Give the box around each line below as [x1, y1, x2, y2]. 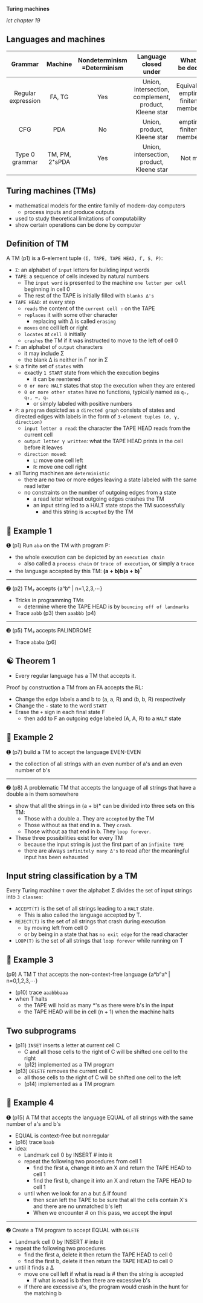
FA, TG [50, 93, 69, 101]
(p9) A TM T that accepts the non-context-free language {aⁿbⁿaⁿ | [6, 970, 170, 978]
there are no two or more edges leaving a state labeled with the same [24, 476, 197, 483]
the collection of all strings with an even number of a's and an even [14, 760, 182, 767]
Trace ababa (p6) [14, 638, 57, 646]
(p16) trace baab [14, 1138, 54, 1145]
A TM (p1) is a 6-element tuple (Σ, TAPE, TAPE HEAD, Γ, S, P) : [6, 255, 163, 262]
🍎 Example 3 [6, 955, 54, 965]
